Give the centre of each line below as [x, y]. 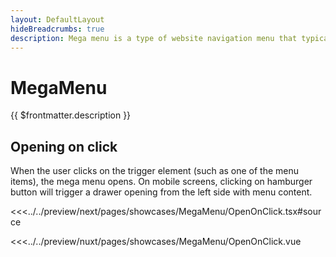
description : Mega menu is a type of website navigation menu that [154, 38]
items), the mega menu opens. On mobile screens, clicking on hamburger [161, 182]
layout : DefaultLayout [57, 19]
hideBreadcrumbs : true [57, 29]
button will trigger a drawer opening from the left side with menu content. [161, 192]
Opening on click [64, 146]
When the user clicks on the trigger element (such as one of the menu [155, 171]
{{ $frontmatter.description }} [71, 115]
